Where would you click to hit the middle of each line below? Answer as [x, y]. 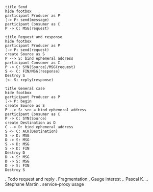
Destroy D [15, 153]
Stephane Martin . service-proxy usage [45, 184]
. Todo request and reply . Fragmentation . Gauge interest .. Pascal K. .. [76, 179]
